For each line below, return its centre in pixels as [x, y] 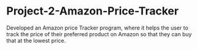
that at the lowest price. [36, 40]
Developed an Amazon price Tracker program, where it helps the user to [97, 28]
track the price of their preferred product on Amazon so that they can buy [99, 34]
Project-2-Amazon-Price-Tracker [93, 11]
